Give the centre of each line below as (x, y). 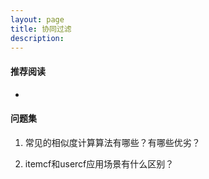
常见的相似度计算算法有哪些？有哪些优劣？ (112, 142)
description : (37, 38)
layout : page (37, 19)
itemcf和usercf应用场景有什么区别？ (99, 163)
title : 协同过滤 (41, 29)
